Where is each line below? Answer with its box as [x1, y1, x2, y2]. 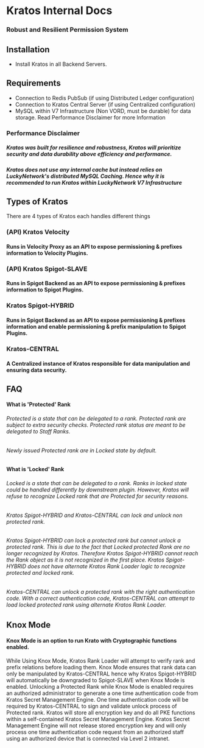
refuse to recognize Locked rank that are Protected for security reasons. [6, 492, 189, 500]
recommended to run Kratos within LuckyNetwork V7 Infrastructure [6, 179, 183, 186]
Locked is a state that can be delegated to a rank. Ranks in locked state [6, 479, 187, 486]
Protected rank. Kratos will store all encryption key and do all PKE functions [6, 708, 195, 716]
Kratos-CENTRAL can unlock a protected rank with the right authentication [6, 588, 195, 595]
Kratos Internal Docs [6, 4, 113, 18]
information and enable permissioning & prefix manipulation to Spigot [6, 322, 186, 330]
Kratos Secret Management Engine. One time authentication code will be [6, 696, 189, 703]
